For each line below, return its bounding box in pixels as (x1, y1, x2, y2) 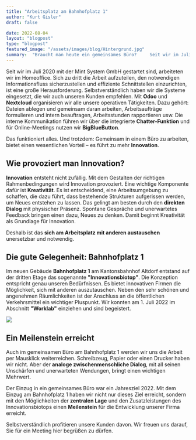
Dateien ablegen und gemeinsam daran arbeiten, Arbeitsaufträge (6, 105, 162, 112)
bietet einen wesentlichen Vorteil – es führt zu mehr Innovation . (6, 141, 159, 148)
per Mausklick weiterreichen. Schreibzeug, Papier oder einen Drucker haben (6, 355, 190, 362)
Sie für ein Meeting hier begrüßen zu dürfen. (6, 427, 114, 434)
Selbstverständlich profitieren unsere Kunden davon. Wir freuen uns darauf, (6, 421, 188, 428)
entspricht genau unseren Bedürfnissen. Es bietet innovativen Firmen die (6, 280, 181, 287)
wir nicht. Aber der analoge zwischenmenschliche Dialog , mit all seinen (6, 361, 181, 368)
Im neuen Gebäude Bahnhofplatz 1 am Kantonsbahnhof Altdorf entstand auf (6, 268, 190, 275)
